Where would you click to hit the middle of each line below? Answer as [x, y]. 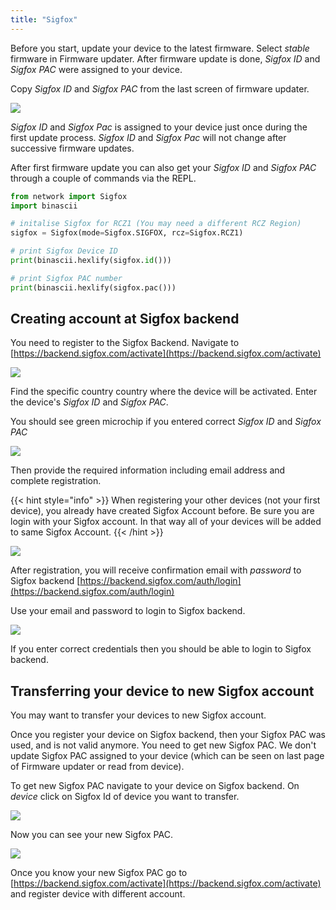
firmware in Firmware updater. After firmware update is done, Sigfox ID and [165, 58]
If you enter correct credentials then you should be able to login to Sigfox [161, 649]
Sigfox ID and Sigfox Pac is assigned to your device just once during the [159, 127]
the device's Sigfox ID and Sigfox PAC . [89, 402]
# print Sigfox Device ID [64, 251]
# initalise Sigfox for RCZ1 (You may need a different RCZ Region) [156, 224]
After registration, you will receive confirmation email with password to [156, 570]
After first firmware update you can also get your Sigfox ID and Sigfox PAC [163, 167]
